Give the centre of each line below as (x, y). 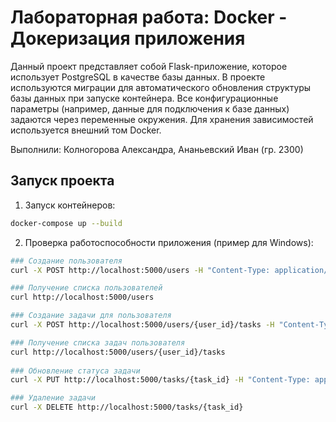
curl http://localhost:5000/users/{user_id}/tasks (118, 352)
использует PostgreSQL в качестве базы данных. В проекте (138, 77)
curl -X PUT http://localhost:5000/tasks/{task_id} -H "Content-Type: (160, 380)
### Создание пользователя (66, 261)
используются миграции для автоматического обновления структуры (161, 87)
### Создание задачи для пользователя (91, 316)
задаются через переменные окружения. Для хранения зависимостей (162, 119)
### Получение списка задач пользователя (98, 342)
